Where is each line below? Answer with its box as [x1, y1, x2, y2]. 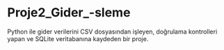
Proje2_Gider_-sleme [7, 5, 131, 21]
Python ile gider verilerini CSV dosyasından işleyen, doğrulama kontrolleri [7, 27, 218, 36]
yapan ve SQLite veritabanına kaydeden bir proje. [7, 34, 149, 42]
